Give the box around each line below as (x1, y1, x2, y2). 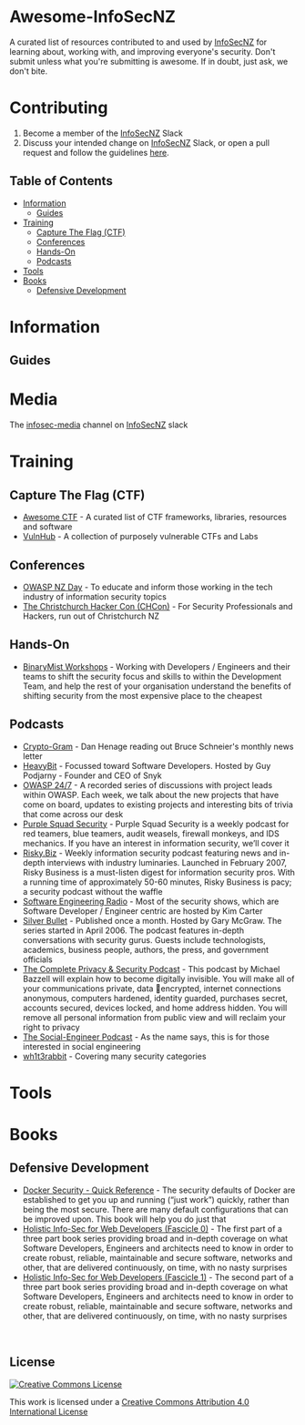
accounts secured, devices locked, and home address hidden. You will (22, 1002, 288, 1013)
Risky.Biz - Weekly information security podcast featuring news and (22, 847, 278, 858)
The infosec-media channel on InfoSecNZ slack (9, 419, 188, 430)
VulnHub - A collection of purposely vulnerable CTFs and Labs (22, 531, 259, 542)
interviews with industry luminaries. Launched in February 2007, (46, 856, 287, 867)
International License (9, 1406, 88, 1417)
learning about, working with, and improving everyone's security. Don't (9, 46, 276, 56)
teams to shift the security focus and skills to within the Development (22, 671, 282, 682)
